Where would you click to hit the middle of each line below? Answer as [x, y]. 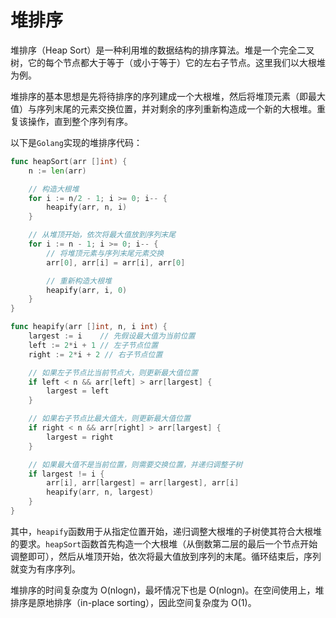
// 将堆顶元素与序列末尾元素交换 [105, 253]
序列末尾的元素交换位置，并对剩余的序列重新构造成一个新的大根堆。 [176, 108]
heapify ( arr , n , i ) [87, 207]
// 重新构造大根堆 [79, 281]
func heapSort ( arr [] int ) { [69, 161]
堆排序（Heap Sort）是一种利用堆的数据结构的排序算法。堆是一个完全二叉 [162, 50]
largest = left [78, 391]
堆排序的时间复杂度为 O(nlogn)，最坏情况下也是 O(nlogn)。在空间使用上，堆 [167, 590]
